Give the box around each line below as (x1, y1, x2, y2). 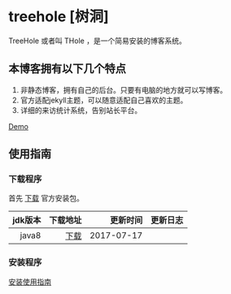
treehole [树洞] (8, 7, 109, 26)
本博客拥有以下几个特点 (8, 62, 126, 76)
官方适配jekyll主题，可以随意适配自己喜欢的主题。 (20, 95, 188, 105)
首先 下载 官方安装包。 (8, 193, 84, 203)
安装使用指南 (8, 277, 51, 287)
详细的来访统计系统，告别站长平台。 (20, 105, 142, 115)
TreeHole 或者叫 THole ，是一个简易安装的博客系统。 (8, 36, 187, 45)
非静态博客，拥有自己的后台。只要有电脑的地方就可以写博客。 (20, 84, 228, 94)
